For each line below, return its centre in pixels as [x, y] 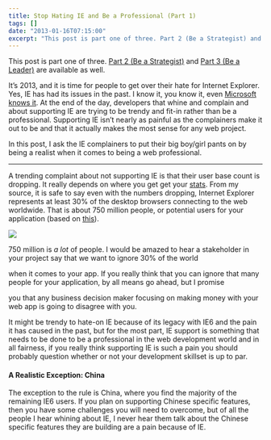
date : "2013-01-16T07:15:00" [57, 31]
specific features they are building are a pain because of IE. [107, 427]
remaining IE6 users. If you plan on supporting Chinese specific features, [129, 401]
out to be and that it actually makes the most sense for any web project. [127, 128]
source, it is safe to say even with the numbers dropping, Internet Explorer [131, 193]
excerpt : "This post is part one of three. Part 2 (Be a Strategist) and [135, 38]
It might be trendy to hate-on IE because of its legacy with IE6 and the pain [133, 322]
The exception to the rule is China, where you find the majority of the [123, 393]
